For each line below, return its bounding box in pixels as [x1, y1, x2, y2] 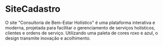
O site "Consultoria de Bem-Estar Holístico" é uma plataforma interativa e [5, 20, 156, 25]
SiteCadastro [5, 3, 61, 15]
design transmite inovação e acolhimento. [5, 35, 91, 41]
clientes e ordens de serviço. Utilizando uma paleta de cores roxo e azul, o [5, 30, 158, 36]
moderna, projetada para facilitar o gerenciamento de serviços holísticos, [5, 24, 156, 30]
